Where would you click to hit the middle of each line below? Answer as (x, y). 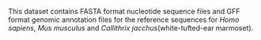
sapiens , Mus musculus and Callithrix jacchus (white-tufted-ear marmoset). (131, 28)
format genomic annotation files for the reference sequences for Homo (124, 20)
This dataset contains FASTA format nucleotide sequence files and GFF (124, 11)
